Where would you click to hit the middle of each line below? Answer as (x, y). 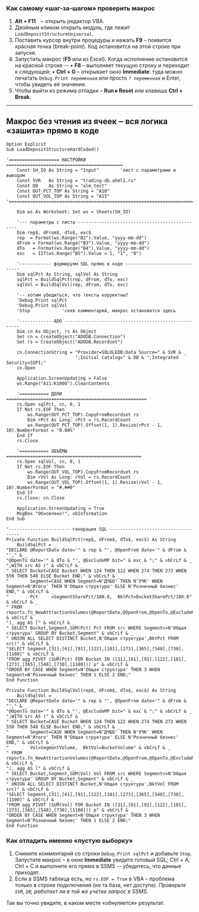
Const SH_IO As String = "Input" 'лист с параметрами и (97, 171)
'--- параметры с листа (46, 222)
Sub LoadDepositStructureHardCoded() (53, 150)
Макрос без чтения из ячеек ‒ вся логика (87, 121)
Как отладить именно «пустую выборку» (70, 841)
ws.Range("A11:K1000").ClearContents (63, 384)
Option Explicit (26, 144)
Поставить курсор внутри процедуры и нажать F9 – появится (93, 40)
